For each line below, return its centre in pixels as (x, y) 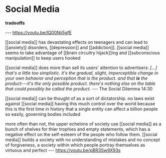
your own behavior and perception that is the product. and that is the (77, 78)
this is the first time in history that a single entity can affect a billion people (82, 109)
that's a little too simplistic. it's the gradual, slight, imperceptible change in (82, 73)
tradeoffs (15, 23)
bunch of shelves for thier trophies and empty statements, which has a (78, 129)
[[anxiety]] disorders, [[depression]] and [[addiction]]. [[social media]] (77, 47)
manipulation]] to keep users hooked (43, 58)
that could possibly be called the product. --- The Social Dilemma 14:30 (79, 88)
